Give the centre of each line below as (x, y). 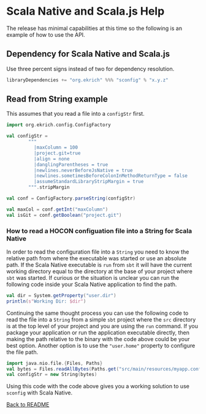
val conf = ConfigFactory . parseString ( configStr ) (71, 198)
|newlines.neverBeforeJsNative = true (83, 170)
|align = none (51, 159)
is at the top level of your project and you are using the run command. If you (102, 326)
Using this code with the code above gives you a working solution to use (98, 386)
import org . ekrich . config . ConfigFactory (59, 125)
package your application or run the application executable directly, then (98, 333)
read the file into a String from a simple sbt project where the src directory (101, 319)
